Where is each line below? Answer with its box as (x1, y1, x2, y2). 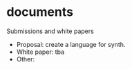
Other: (16, 55, 35, 63)
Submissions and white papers (6, 27, 94, 35)
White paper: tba (16, 48, 65, 56)
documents (6, 4, 74, 20)
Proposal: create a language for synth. (16, 40, 126, 48)
